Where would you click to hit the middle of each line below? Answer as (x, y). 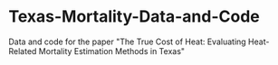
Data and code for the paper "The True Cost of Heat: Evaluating (127, 42)
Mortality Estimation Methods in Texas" (112, 51)
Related (23, 51)
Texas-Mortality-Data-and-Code (134, 17)
